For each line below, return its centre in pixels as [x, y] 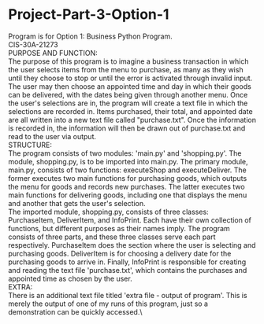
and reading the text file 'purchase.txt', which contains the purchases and [128, 270]
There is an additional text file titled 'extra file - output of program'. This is [128, 295]
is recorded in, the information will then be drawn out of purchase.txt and [127, 128]
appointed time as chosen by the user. [70, 278]
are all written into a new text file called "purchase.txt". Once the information [132, 120]
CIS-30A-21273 [33, 44]
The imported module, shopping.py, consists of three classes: [108, 212]
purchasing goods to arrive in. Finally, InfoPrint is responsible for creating [127, 262]
